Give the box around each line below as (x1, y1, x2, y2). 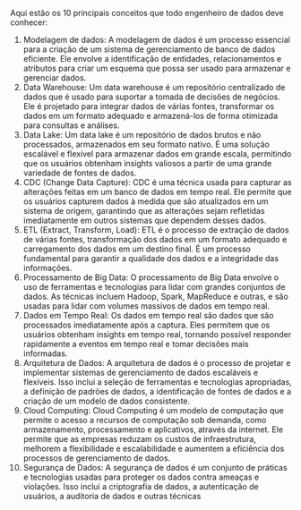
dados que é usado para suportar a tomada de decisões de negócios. (22, 91, 280, 102)
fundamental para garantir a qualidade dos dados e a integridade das (22, 253, 279, 263)
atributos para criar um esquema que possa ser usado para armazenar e (22, 63, 291, 73)
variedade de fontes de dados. (22, 167, 137, 178)
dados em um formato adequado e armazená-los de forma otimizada (22, 111, 279, 121)
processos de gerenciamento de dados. (22, 453, 171, 463)
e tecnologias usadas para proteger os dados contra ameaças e (22, 472, 260, 482)
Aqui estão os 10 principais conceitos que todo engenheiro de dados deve (10, 8, 285, 18)
